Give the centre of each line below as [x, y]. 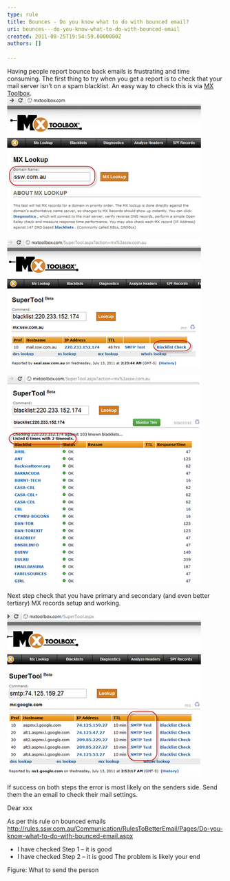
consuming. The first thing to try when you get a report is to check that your [115, 79]
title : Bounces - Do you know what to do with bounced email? [98, 22]
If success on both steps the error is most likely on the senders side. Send [112, 787]
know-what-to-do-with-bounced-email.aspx [70, 836]
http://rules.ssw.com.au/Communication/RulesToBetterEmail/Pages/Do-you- [115, 829]
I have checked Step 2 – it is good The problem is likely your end [109, 857]
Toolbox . [20, 93]
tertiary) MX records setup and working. [64, 603]
